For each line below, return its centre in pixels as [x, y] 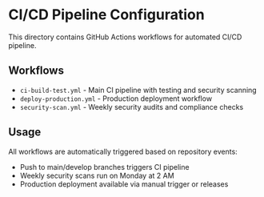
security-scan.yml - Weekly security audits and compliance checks [132, 107]
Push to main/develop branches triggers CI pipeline [104, 167]
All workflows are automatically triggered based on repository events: [123, 151]
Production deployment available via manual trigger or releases [124, 184]
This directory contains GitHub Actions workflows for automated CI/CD [125, 37]
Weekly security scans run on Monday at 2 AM [97, 175]
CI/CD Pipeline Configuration [107, 15]
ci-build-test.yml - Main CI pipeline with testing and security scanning [138, 90]
